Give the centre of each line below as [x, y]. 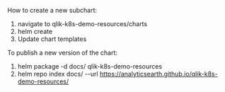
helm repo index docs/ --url [58, 74]
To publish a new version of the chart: [63, 53]
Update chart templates [52, 39]
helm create [35, 31]
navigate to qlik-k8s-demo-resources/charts [82, 24]
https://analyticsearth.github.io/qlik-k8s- [158, 74]
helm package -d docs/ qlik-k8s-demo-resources [90, 66]
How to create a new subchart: [52, 10]
